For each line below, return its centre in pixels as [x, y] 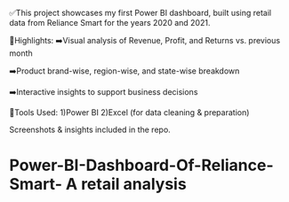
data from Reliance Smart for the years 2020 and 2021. [110, 23]
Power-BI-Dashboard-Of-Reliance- [141, 165]
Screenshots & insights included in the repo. [90, 129]
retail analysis [134, 184]
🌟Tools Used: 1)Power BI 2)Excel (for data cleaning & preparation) [129, 113]
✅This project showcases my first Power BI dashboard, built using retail [140, 13]
